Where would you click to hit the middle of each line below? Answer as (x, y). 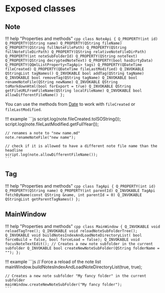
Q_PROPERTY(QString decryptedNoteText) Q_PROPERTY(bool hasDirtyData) (79, 61)
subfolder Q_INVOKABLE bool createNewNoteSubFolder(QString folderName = (82, 248)
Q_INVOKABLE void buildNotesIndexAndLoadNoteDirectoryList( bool (73, 235)
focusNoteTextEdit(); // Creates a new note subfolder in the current (79, 244)
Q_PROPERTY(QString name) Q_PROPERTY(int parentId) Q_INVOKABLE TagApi (80, 191)
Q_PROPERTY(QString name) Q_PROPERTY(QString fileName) (64, 43)
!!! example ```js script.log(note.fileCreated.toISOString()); (63, 119)
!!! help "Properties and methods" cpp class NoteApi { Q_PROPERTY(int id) (82, 38)
